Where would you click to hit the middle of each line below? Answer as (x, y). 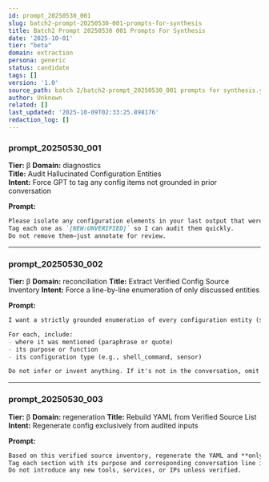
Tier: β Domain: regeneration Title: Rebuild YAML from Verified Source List (132, 416)
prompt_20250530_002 (56, 263)
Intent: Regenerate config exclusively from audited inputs (103, 425)
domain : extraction (41, 53)
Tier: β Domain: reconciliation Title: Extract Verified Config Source (119, 282)
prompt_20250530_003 (56, 400)
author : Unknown (35, 98)
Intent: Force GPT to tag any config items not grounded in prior (113, 183)
